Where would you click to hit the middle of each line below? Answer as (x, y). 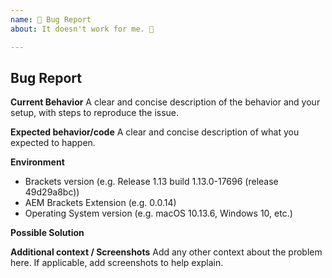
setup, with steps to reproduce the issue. (95, 113)
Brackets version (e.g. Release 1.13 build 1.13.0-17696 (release (151, 182)
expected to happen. (53, 143)
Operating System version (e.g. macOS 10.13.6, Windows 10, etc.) (158, 213)
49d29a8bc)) (52, 192)
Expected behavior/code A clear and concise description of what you (155, 132)
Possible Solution (47, 233)
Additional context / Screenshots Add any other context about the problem (166, 252)
